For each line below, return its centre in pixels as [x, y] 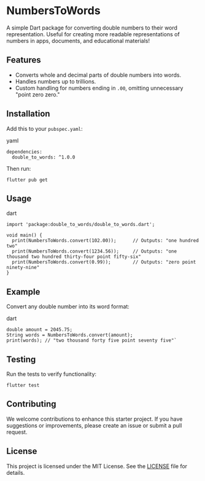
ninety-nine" [23, 268]
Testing [21, 359]
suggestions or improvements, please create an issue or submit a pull [94, 425]
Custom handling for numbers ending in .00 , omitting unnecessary [99, 88]
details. [16, 472]
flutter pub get [27, 180]
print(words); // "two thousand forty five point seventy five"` [91, 341]
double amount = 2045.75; [39, 330]
